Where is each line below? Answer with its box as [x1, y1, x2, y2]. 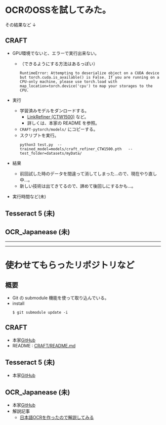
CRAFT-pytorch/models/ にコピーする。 [19, 126, 98, 132]
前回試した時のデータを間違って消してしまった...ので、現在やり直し [19, 170, 157, 176]
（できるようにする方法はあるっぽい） [19, 60, 98, 67]
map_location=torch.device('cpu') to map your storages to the [19, 84, 153, 88]
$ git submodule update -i [12, 310, 68, 315]
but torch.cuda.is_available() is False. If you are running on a [19, 75, 160, 80]
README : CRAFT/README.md [12, 342, 76, 348]
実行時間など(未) [12, 193, 46, 199]
